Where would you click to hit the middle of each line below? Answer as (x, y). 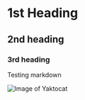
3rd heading (29, 60)
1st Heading (43, 13)
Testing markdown (34, 74)
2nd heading (36, 39)
